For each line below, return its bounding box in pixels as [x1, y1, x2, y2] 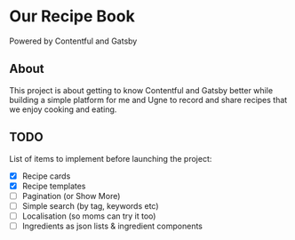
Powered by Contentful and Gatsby [9, 36, 138, 46]
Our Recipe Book [9, 6, 135, 27]
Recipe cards [21, 171, 71, 181]
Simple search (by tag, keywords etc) [21, 200, 159, 211]
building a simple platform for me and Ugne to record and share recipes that [9, 94, 288, 105]
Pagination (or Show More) [21, 190, 121, 201]
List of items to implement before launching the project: [9, 153, 212, 164]
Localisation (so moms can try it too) [21, 211, 156, 221]
